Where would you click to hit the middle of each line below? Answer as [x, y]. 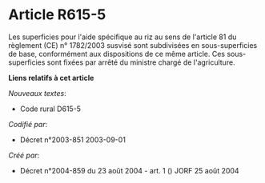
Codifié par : [28, 124]
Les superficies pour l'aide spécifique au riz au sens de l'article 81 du [122, 37]
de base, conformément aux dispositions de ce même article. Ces [117, 54]
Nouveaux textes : [37, 93]
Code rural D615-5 [50, 109]
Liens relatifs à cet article [51, 78]
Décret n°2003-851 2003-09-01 [73, 139]
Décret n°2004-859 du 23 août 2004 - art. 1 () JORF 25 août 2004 [129, 170]
